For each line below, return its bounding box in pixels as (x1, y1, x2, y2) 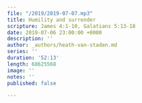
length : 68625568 (7, 61, 57, 68)
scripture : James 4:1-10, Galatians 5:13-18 (7, 23, 136, 29)
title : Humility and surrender (7, 16, 96, 23)
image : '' (7, 67, 35, 74)
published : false (7, 80, 57, 87)
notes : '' (7, 73, 35, 80)
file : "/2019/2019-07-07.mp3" (7, 10, 94, 17)
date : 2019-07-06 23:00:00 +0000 (7, 29, 102, 36)
